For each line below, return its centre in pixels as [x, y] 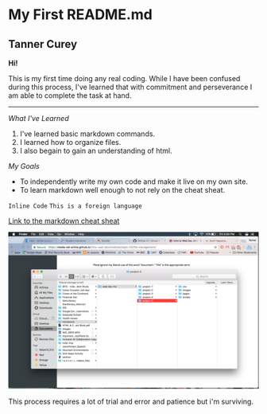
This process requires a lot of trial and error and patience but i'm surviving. [131, 401]
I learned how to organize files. [70, 142]
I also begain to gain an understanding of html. [96, 150]
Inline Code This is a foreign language [75, 206]
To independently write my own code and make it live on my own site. [134, 182]
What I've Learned [39, 118]
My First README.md [81, 15]
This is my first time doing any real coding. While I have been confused [124, 78]
